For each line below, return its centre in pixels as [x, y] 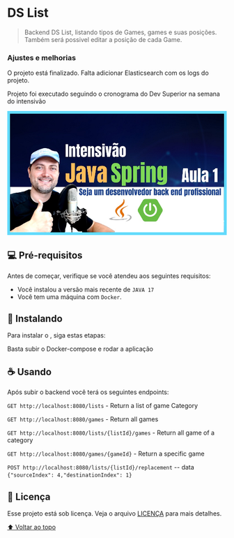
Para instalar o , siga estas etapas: [56, 335]
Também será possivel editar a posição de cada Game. [103, 39]
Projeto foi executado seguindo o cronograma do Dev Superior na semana [114, 94]
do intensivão [27, 101]
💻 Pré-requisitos [45, 255]
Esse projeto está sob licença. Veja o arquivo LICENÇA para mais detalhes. [115, 513]
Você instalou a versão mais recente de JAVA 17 [86, 289]
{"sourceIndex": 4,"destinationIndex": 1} [70, 475]
